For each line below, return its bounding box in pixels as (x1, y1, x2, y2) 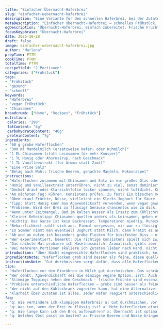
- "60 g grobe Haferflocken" (5, 142, 64, 147)
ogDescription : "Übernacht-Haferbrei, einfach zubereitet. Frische (5, 25, 145, 30)
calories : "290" (7, 120, 40, 125)
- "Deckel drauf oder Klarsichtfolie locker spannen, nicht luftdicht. (5, 187, 153, 192)
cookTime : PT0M (5, 57, 36, 62)
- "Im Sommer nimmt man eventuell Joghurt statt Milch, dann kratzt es (5, 228, 153, 233)
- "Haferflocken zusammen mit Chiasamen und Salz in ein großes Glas (5, 178, 149, 183)
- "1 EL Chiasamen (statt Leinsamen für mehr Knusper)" (5, 151, 120, 156)
